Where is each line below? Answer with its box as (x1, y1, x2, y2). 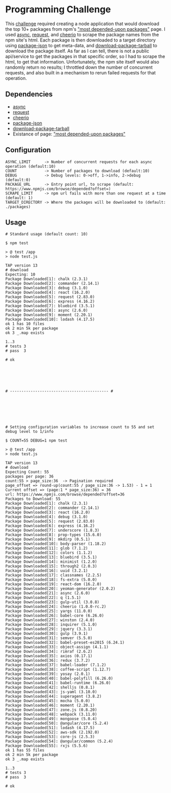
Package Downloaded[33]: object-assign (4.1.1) (5, 645, 109, 650)
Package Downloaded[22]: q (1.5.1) (5, 595, 81, 601)
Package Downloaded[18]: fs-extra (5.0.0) (5, 577, 97, 583)
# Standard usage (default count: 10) (5, 232, 88, 237)
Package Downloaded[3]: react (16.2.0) (5, 510, 91, 515)
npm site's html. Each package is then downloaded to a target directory (5, 37, 156, 43)
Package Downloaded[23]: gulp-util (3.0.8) (5, 600, 100, 605)
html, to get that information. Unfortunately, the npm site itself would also (5, 58, 160, 65)
